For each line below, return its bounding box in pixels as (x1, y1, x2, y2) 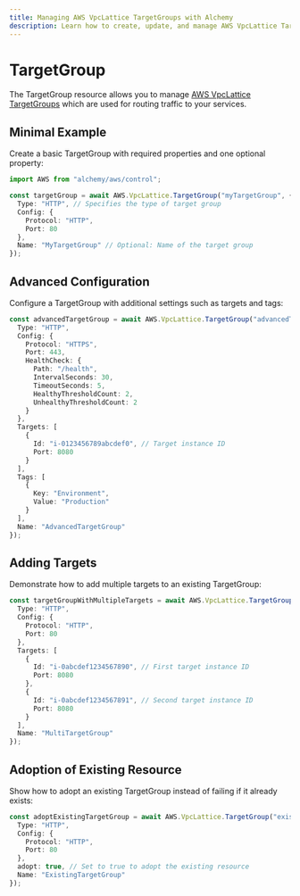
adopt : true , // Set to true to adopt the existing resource (17, 862, 250, 871)
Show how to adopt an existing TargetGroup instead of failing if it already (9, 785, 279, 796)
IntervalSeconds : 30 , (32, 373, 114, 382)
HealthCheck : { (25, 356, 82, 366)
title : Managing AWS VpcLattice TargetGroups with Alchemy (9, 12, 234, 22)
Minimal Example (9, 124, 107, 139)
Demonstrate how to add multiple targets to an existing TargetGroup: (9, 579, 262, 590)
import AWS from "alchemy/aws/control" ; (9, 175, 162, 184)
